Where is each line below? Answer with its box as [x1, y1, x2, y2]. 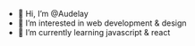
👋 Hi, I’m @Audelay [17, 9, 89, 19]
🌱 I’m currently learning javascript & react [17, 27, 171, 37]
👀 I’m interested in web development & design [17, 18, 187, 28]
